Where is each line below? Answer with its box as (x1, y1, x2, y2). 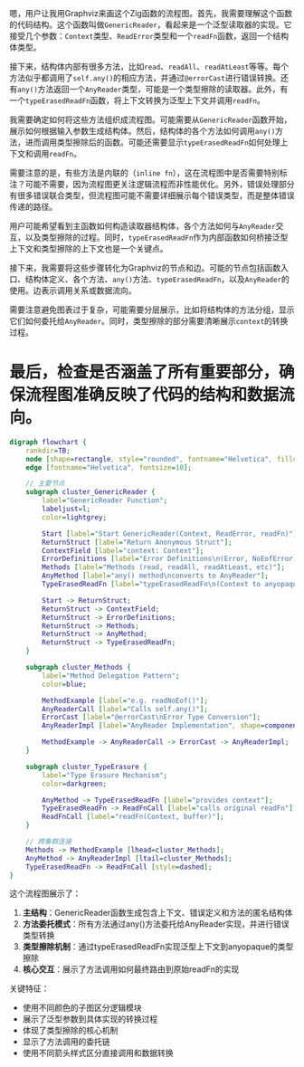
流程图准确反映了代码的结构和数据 (25, 385, 280, 405)
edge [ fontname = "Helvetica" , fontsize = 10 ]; (25, 462, 193, 472)
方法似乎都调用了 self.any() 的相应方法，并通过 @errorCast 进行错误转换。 (9, 72, 281, 83)
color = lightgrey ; (42, 512, 107, 522)
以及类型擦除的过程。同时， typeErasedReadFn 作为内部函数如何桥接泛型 (24, 232, 289, 243)
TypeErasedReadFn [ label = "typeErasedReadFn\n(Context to (42, 580, 261, 589)
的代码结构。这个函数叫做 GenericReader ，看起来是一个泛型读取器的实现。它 (9, 19, 292, 30)
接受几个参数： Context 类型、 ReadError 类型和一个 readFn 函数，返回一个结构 (9, 31, 290, 41)
